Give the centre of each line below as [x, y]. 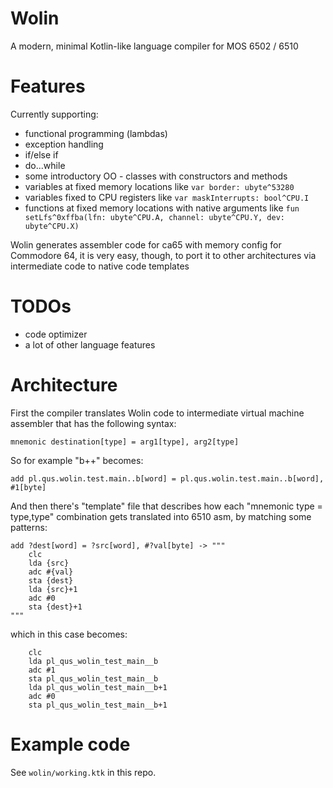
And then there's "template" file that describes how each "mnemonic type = [166, 506]
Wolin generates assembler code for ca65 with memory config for [146, 244]
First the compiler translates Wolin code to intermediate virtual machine [157, 413]
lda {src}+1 [53, 589]
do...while [45, 165]
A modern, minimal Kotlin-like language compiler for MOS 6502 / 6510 [154, 46]
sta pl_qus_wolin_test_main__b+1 [98, 705]
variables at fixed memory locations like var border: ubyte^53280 [159, 186]
